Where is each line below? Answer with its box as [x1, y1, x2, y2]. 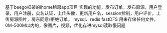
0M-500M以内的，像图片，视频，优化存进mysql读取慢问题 [5, 22, 126, 28]
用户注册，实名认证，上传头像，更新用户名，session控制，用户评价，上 [13, 10, 161, 16]
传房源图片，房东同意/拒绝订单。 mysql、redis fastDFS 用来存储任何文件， [5, 16, 159, 22]
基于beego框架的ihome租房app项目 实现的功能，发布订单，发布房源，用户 [5, 4, 158, 10]
